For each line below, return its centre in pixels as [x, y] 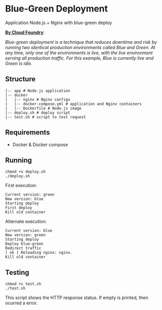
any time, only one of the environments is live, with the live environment [79, 53]
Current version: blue [29, 231]
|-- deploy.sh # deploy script [38, 113]
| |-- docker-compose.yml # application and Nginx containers [73, 104]
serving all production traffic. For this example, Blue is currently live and [79, 58]
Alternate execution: [26, 222]
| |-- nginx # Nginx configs [38, 99]
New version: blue [24, 199]
